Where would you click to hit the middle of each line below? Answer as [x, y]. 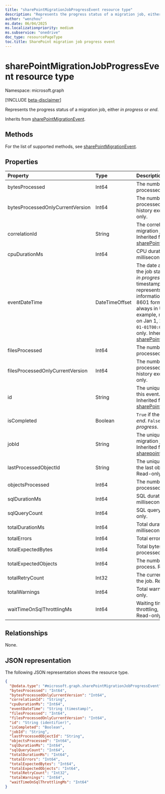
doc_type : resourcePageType [34, 37]
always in [147, 309]
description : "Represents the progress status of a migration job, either [83, 14]
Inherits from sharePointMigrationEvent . [45, 119]
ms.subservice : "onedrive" [33, 33]
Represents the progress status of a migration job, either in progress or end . [82, 109]
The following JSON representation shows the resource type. [67, 672]
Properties [22, 162]
